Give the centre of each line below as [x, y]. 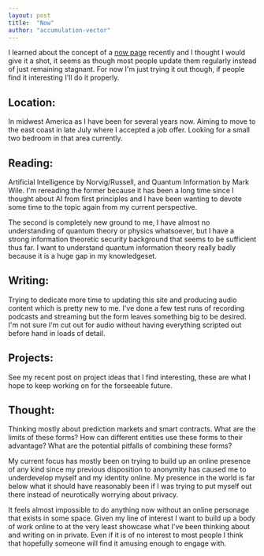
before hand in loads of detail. [57, 333]
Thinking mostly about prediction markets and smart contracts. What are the [132, 429]
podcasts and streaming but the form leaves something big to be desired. [127, 316]
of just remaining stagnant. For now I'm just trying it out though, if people [126, 69]
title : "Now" [32, 23]
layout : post [30, 15]
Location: [32, 102]
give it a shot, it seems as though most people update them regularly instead [132, 61]
